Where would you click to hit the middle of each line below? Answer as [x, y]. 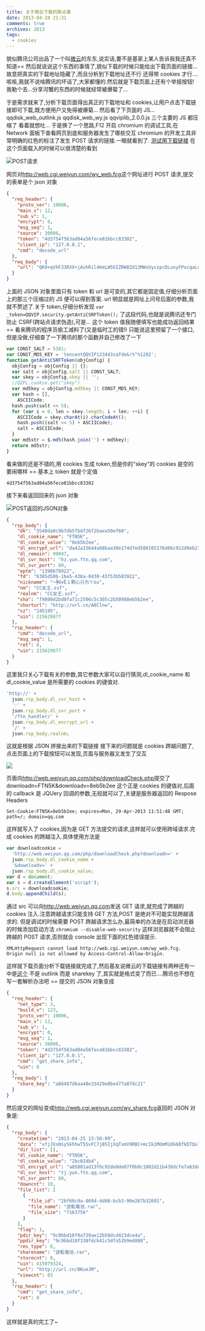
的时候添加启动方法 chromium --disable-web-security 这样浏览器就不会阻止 [101, 929]
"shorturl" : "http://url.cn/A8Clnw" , [65, 605]
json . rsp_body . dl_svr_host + [49, 699]
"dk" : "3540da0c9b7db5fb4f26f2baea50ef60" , [74, 531]
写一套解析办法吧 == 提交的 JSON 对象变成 [60, 981]
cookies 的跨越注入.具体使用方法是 [57, 837]
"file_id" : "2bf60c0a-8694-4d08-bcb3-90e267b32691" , [97, 1201]
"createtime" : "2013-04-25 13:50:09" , [67, 1138]
